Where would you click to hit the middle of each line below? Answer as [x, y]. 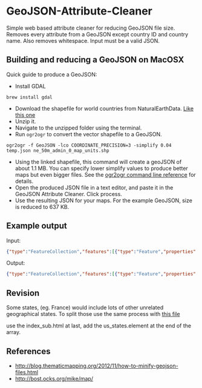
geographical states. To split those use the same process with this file [93, 314]
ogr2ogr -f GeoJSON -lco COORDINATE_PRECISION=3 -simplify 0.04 [89, 145]
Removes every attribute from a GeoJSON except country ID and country [97, 34]
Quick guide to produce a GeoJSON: [52, 74]
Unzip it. [25, 121]
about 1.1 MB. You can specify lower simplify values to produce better [102, 168]
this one [25, 115]
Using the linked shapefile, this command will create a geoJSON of [98, 162]
